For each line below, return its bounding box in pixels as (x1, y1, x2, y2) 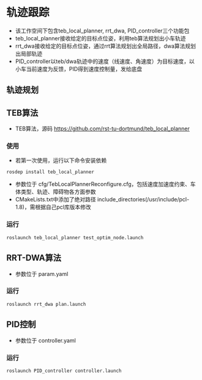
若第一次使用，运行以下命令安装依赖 (15, 157, 107, 164)
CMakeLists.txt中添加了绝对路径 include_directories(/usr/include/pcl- (15, 196, 190, 203)
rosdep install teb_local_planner (6, 169, 95, 175)
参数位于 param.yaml (15, 270, 69, 277)
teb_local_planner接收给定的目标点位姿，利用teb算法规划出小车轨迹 (15, 34, 186, 42)
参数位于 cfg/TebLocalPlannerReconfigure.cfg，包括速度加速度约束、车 (15, 181, 196, 188)
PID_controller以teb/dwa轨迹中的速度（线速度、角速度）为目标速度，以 (15, 58, 195, 65)
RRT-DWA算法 (6, 253, 61, 263)
